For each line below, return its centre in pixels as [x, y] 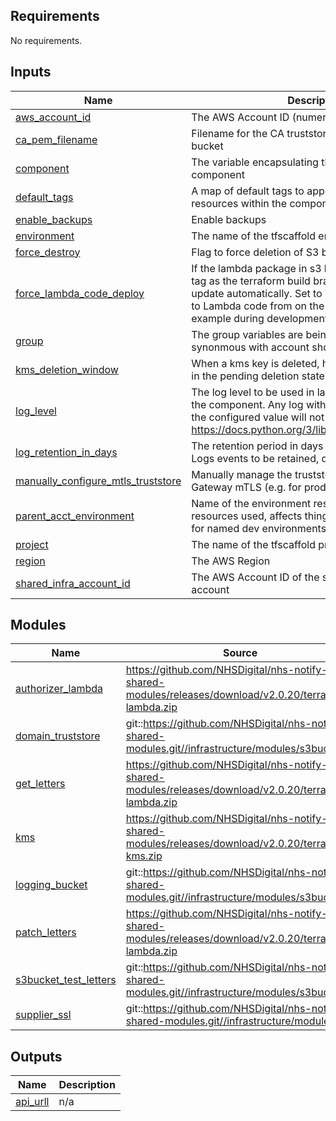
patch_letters [46, 932]
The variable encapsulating [255, 162]
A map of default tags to [248, 191]
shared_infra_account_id [73, 583]
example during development [260, 318]
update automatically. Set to [257, 293]
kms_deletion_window [67, 369]
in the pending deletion [245, 376]
